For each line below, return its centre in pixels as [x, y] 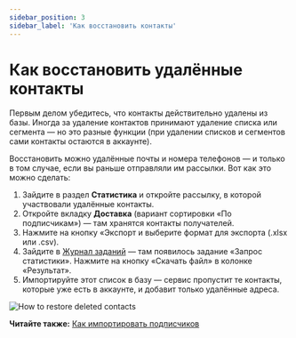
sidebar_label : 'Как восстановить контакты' [93, 26]
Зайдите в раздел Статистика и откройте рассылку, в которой [142, 195]
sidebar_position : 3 [48, 17]
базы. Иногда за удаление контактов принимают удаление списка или [143, 123]
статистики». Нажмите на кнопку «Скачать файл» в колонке [137, 261]
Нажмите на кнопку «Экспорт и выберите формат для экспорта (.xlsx [155, 233]
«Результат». [47, 270]
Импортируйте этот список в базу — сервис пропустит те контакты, [152, 280]
